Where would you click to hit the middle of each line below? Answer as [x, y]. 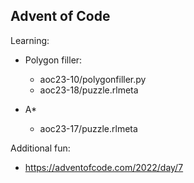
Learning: [30, 40]
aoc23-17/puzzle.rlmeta [88, 128]
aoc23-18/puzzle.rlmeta [89, 90]
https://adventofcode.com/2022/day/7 [104, 167]
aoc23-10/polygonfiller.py [93, 79]
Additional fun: [40, 148]
